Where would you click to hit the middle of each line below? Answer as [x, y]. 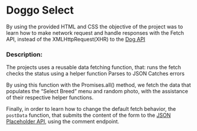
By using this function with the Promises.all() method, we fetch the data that [98, 85]
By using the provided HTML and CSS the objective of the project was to [95, 27]
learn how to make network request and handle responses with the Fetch [95, 32]
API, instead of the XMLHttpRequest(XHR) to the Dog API [76, 39]
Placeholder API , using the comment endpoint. [63, 122]
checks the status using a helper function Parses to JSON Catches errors [96, 74]
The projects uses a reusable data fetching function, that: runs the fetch [94, 67]
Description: [24, 54]
